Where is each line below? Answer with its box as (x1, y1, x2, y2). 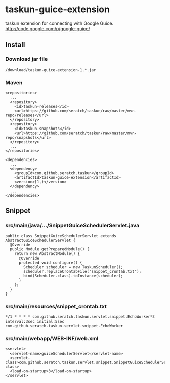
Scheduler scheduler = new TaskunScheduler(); (23, 264, 123, 270)
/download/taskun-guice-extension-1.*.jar (5, 67, 96, 72)
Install (5, 41, 25, 49)
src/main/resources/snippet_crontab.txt (5, 303, 107, 310)
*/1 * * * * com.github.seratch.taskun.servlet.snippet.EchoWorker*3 (5, 314, 155, 320)
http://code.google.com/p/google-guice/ (5, 25, 90, 31)
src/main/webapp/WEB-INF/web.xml (5, 335, 99, 342)
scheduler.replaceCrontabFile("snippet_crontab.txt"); (23, 269, 142, 274)
